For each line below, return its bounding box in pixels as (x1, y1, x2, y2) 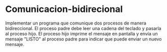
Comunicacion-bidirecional (5, 3, 123, 15)
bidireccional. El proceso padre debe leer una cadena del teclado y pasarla (5, 25, 161, 31)
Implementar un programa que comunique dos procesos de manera (5, 20, 147, 26)
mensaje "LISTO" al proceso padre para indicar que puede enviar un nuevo (5, 36, 162, 42)
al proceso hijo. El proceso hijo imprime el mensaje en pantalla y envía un (5, 30, 158, 36)
